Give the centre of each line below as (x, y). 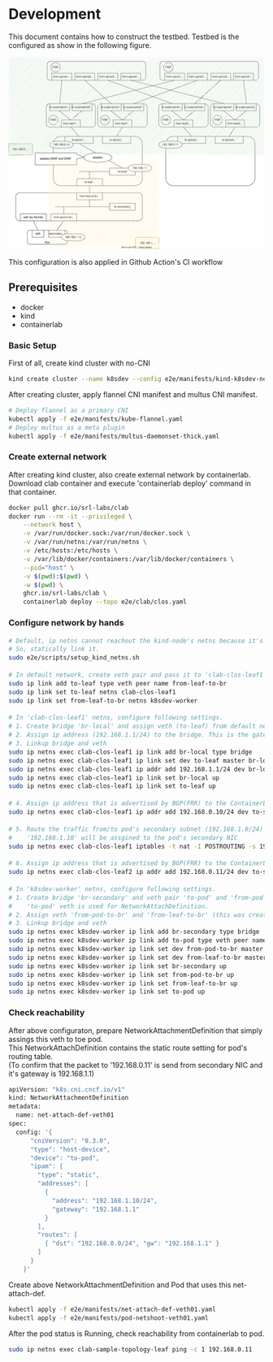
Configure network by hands (66, 623)
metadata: (25, 1107)
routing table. (31, 1056)
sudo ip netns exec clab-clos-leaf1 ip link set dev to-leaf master (127, 760)
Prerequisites (43, 288)
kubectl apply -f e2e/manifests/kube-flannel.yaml (96, 419)
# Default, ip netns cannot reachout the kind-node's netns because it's (136, 641)
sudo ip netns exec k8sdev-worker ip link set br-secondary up (118, 966)
